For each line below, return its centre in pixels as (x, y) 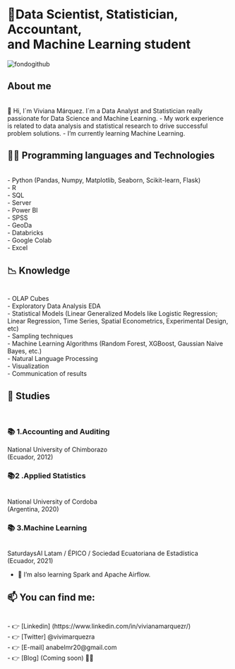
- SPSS (18, 218)
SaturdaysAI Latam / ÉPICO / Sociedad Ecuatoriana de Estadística (103, 553)
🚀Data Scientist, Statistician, (93, 14)
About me (29, 87)
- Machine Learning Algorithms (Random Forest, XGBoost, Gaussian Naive (115, 344)
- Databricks (25, 232)
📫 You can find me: (51, 597)
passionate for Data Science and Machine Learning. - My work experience (115, 118)
